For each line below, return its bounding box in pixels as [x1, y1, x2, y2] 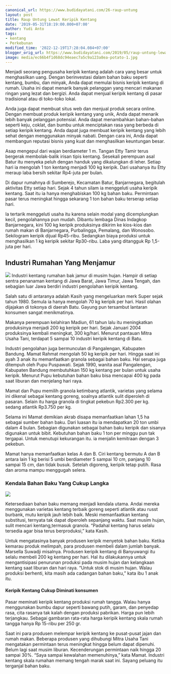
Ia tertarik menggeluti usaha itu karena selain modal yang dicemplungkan [5, 211, 159, 217]
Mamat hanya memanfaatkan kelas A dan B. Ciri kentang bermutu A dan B [5, 451, 160, 457]
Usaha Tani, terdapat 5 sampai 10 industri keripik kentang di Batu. [5, 336, 142, 342]
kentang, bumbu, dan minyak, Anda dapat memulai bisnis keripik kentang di [5, 79, 164, 86]
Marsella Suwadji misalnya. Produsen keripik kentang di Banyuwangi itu [5, 549, 155, 555]
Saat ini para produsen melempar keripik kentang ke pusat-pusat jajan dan [5, 630, 161, 636]
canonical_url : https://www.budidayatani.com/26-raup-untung [5, 7, 138, 13]
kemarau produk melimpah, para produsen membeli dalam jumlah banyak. [5, 543, 161, 549]
